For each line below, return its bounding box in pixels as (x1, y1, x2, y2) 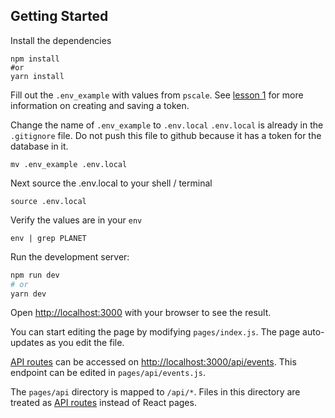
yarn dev (10, 289, 47, 299)
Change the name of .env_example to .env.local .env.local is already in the (10, 119, 324, 131)
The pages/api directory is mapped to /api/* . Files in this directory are (10, 386, 301, 398)
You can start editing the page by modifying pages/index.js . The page (10, 326, 301, 338)
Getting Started (10, 8, 109, 25)
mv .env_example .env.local (10, 159, 128, 169)
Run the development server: (10, 250, 130, 263)
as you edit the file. (46, 337, 125, 349)
